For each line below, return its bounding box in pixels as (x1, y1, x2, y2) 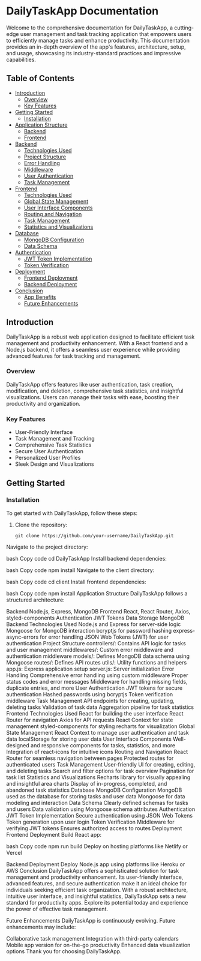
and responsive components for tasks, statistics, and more (31, 741, 176, 749)
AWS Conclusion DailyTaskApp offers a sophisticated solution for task (6, 867, 179, 874)
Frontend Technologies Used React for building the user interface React (6, 709, 184, 717)
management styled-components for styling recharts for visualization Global (6, 722, 195, 730)
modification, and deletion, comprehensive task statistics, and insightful (6, 387, 184, 394)
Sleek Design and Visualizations (14, 460, 94, 468)
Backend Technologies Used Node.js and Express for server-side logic (6, 620, 181, 628)
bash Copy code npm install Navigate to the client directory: (6, 566, 155, 574)
